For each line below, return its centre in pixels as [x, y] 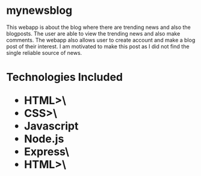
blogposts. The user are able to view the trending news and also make [93, 33]
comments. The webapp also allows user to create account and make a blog [101, 40]
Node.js [44, 139]
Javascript [51, 126]
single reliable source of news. [44, 52]
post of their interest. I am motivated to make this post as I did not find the [98, 46]
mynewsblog [39, 11]
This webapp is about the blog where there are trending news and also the [98, 27]
